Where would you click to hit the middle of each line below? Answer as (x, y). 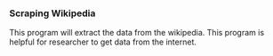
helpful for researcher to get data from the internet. (103, 42)
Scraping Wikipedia (52, 13)
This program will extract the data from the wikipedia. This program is (137, 33)
